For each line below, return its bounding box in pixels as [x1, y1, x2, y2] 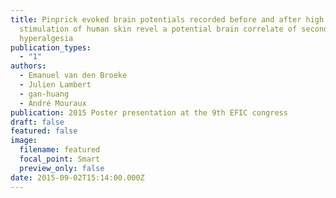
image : [10, 136, 38, 146]
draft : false [10, 117, 65, 127]
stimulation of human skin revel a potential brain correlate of [19, 24, 298, 34]
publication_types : [10, 42, 92, 53]
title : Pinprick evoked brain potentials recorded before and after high [10, 14, 325, 25]
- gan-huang [19, 89, 70, 99]
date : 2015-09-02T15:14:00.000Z [10, 172, 145, 183]
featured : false [10, 126, 78, 136]
